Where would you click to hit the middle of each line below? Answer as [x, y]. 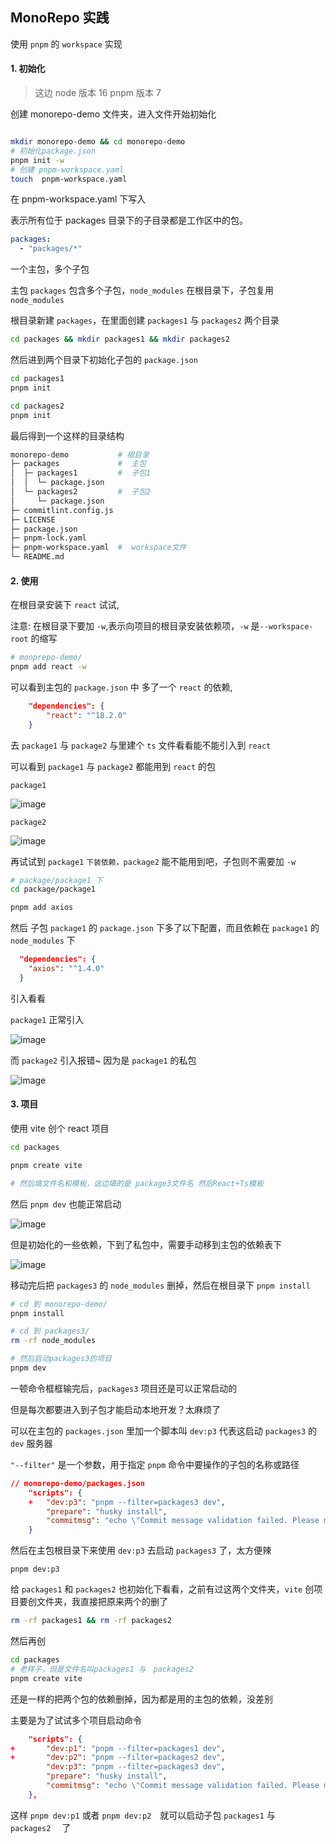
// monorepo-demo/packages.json [77, 1483]
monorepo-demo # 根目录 [80, 454]
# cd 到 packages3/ [50, 1331]
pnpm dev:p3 [35, 1569]
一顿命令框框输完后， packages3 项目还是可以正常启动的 [124, 1388]
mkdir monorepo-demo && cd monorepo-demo [98, 142]
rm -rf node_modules [53, 1341]
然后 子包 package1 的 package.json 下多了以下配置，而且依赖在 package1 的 [165, 928]
